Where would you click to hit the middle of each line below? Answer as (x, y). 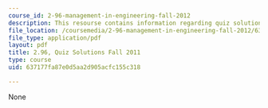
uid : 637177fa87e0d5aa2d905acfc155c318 (75, 67)
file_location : (33, 30)
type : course (30, 60)
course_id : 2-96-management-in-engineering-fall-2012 (100, 15)
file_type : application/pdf (55, 38)
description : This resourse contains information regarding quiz (119, 23)
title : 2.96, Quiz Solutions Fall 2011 (75, 52)
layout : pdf (28, 45)
